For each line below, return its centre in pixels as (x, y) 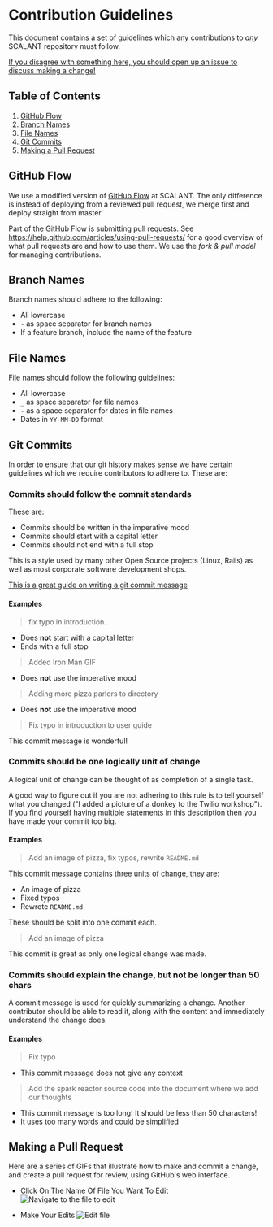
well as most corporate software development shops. (97, 569)
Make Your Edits (48, 1215)
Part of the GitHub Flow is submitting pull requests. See (101, 228)
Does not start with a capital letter (77, 637)
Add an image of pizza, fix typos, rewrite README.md (113, 858)
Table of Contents (55, 96)
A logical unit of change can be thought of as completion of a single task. (131, 779)
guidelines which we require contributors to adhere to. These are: (118, 473)
